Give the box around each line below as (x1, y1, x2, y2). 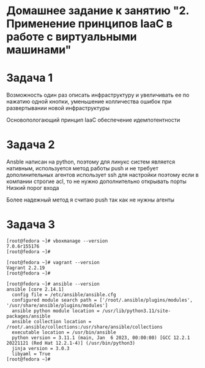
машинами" (6, 43, 72, 57)
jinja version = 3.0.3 (12, 345, 70, 351)
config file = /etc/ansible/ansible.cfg (12, 292, 116, 298)
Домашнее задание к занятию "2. (6, 4, 190, 18)
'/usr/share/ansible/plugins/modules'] (6, 302, 108, 308)
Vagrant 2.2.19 (6, 265, 45, 271)
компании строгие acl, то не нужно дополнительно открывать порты (6, 178, 187, 185)
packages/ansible (6, 313, 51, 319)
